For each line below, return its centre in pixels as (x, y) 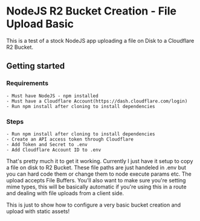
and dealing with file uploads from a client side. (65, 193)
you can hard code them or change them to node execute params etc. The (99, 174)
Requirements (27, 83)
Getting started (36, 66)
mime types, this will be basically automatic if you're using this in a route (96, 187)
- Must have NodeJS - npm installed (52, 96)
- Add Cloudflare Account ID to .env (54, 150)
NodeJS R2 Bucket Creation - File (92, 11)
